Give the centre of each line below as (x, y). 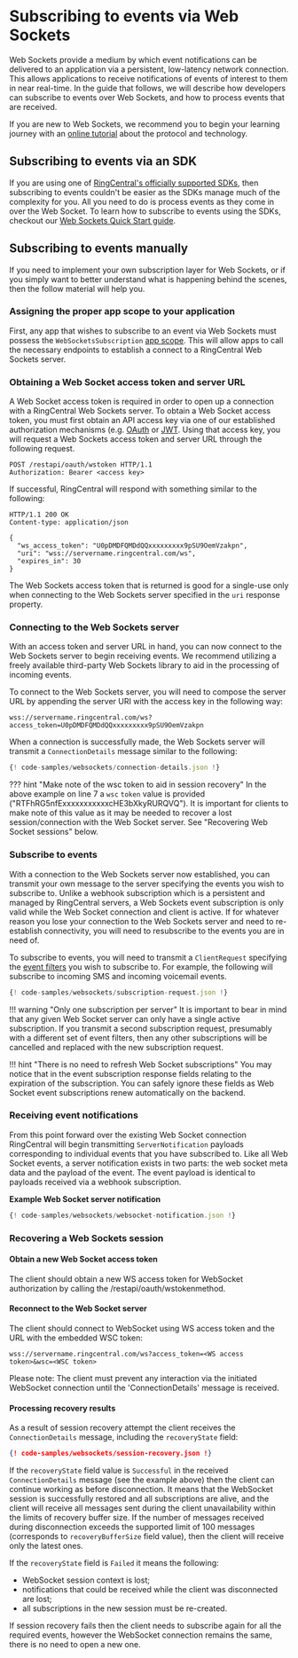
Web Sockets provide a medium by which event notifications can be (133, 59)
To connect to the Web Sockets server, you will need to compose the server (148, 692)
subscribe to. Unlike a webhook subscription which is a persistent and (137, 892)
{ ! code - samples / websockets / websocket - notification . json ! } (123, 1215)
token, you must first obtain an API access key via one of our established (142, 420)
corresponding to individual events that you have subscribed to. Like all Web (149, 1153)
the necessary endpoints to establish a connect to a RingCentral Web (136, 350)
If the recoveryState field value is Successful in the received (119, 1471)
